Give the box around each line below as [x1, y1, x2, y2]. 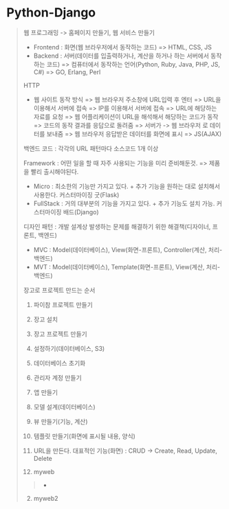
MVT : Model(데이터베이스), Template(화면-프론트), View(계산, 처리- [33, 262, 221, 271]
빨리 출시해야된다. [30, 167, 79, 176]
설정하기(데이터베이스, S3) [33, 344, 105, 352]
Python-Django [6, 5, 96, 21]
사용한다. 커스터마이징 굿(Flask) [33, 190, 120, 199]
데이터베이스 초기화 [33, 359, 86, 367]
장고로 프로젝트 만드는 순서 [23, 286, 96, 294]
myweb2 [33, 494, 58, 502]
